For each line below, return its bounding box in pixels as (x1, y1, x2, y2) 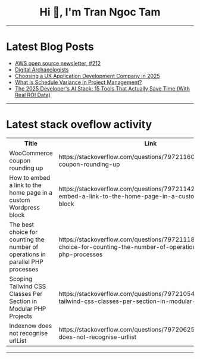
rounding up (9, 164, 43, 172)
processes (9, 265, 39, 273)
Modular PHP (9, 304, 46, 313)
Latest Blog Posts (6, 40, 94, 54)
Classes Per (9, 289, 43, 298)
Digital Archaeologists (14, 65, 69, 73)
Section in (9, 297, 37, 305)
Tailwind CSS (9, 282, 46, 291)
